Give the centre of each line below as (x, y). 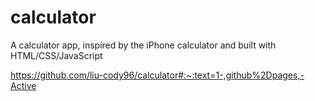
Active (23, 85)
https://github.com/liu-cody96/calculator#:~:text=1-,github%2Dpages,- (157, 75)
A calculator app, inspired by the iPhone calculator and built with (143, 45)
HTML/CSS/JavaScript (56, 55)
